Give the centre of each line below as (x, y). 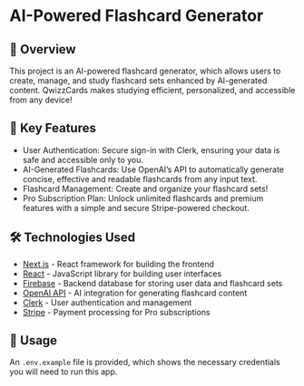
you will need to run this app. (64, 372)
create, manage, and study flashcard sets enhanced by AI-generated (138, 81)
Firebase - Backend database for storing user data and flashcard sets (152, 283)
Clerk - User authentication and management (107, 302)
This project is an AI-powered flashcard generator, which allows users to (145, 71)
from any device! (41, 100)
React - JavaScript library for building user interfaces (122, 274)
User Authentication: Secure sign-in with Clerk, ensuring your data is (151, 150)
